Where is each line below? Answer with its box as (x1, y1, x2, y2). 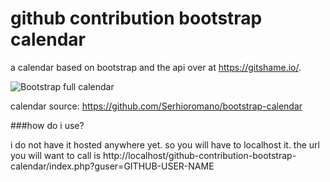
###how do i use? (10, 119, 85, 131)
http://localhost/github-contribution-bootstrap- (103, 149, 297, 161)
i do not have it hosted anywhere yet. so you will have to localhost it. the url (10, 138, 320, 151)
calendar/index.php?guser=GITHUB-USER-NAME (10, 160, 215, 172)
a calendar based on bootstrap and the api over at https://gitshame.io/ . (10, 61, 302, 73)
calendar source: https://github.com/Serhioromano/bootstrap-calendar (10, 100, 303, 112)
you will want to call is (10, 149, 102, 161)
